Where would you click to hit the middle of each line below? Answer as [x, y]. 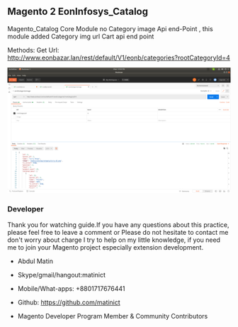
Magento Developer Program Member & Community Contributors [113, 316]
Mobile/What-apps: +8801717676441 [71, 288]
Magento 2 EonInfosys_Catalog [78, 12]
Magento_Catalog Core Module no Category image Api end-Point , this [110, 28]
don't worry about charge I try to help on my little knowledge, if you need [114, 240]
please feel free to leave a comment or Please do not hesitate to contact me [118, 232]
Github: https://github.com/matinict [69, 302]
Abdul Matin [35, 261]
